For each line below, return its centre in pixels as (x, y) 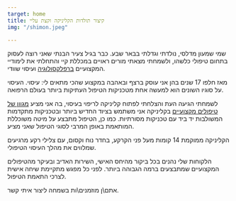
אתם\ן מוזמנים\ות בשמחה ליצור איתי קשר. (63, 190)
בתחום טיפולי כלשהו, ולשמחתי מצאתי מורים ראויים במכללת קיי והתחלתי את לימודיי (118, 61)
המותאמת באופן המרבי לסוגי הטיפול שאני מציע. (71, 126)
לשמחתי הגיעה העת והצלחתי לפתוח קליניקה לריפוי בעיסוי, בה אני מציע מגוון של (113, 104)
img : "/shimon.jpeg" (38, 27)
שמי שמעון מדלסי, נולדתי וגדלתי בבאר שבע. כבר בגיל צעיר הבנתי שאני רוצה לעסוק (117, 53)
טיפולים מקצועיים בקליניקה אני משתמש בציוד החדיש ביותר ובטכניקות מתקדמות (113, 112)
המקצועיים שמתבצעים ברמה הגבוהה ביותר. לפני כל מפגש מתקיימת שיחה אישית (113, 169)
